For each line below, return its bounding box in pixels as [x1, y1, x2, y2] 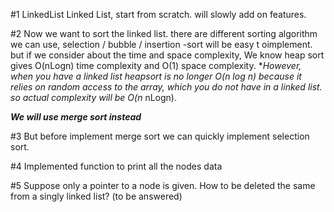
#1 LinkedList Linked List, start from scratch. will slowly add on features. [10, 9, 307, 20]
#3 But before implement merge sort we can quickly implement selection [10, 130, 310, 142]
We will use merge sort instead [10, 111, 142, 123]
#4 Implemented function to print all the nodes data [10, 160, 223, 172]
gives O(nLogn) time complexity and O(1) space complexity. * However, [10, 60, 302, 71]
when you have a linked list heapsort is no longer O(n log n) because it [10, 70, 302, 82]
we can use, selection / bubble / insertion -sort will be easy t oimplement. [10, 39, 313, 50]
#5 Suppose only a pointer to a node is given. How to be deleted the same [10, 180, 316, 191]
